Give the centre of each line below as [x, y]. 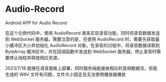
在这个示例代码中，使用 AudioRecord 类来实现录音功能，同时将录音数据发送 [83, 33]
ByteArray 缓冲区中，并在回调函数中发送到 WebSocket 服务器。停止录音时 [81, 51]
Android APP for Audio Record [36, 23]
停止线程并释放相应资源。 [35, 57]
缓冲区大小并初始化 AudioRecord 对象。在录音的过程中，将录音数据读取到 [84, 45]
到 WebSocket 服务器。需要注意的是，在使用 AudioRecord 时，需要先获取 [80, 39]
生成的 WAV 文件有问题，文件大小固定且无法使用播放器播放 [66, 74]
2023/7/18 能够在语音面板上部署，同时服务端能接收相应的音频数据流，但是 [81, 68]
